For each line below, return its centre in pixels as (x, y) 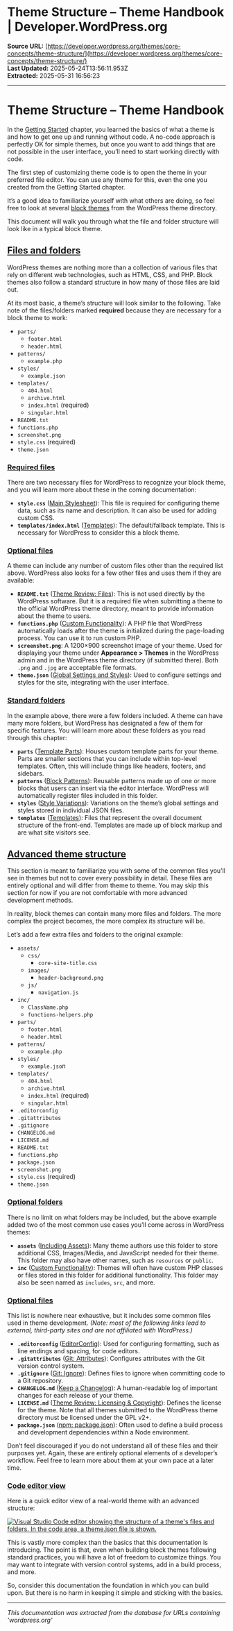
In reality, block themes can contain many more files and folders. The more (114, 914)
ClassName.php (48, 1007)
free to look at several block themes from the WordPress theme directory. (112, 208)
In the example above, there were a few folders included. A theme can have (115, 715)
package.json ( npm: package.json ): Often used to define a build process (120, 1425)
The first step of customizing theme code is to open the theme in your (107, 172)
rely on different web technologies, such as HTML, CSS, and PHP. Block (110, 274)
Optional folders (35, 1202)
